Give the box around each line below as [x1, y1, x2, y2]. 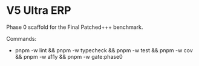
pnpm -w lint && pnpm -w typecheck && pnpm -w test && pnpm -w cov [15, 46, 194, 54]
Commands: [6, 35, 37, 42]
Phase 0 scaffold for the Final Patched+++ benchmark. [6, 23, 143, 31]
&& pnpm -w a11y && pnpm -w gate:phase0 [15, 53, 123, 60]
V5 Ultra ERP [6, 4, 71, 17]
